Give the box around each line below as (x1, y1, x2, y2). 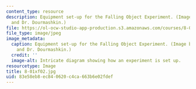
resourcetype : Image (6, 63, 57, 69)
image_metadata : (6, 36, 45, 42)
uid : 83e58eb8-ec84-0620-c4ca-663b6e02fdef (6, 74, 114, 80)
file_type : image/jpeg (6, 30, 61, 36)
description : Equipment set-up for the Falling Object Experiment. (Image (6, 14, 192, 20)
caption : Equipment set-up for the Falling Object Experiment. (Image (11, 42, 187, 47)
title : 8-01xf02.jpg (6, 69, 57, 74)
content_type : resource (6, 8, 64, 15)
